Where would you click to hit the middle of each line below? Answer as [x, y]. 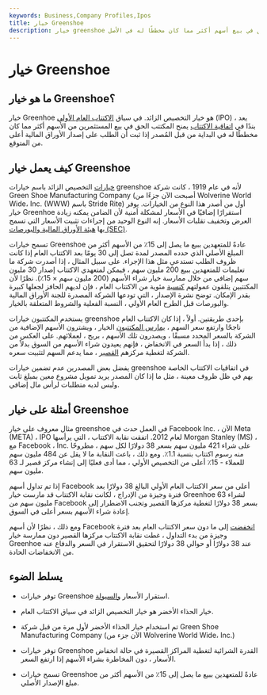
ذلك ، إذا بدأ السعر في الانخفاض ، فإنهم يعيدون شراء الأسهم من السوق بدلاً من [123, 344]
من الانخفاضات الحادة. [42, 552]
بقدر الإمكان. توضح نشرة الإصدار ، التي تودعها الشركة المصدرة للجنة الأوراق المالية [130, 295]
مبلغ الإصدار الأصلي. [50, 682]
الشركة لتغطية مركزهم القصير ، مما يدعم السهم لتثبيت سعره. [99, 353]
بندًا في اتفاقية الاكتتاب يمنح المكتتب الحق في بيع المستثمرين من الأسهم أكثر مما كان [132, 126]
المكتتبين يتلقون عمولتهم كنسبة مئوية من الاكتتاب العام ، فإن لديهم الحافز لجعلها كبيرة [133, 287]
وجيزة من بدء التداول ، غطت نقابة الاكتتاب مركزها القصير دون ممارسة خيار [118, 535]
